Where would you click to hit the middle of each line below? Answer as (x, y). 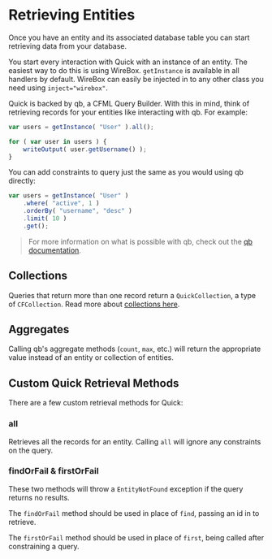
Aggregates (39, 329)
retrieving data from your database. (68, 45)
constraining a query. (44, 546)
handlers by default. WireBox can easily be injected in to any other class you (136, 79)
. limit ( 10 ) (45, 219)
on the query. (31, 450)
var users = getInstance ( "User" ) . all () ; (81, 127)
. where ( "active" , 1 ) (61, 204)
